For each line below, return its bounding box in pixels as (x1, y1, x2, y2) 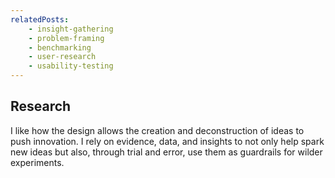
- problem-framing (28, 33, 105, 43)
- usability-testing (28, 61, 114, 71)
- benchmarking (28, 42, 92, 53)
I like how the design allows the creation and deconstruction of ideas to (10, 124, 305, 136)
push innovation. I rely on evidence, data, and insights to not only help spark (10, 135, 325, 147)
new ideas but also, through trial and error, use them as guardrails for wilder (10, 146, 323, 158)
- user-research (28, 52, 97, 62)
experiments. (10, 156, 65, 168)
